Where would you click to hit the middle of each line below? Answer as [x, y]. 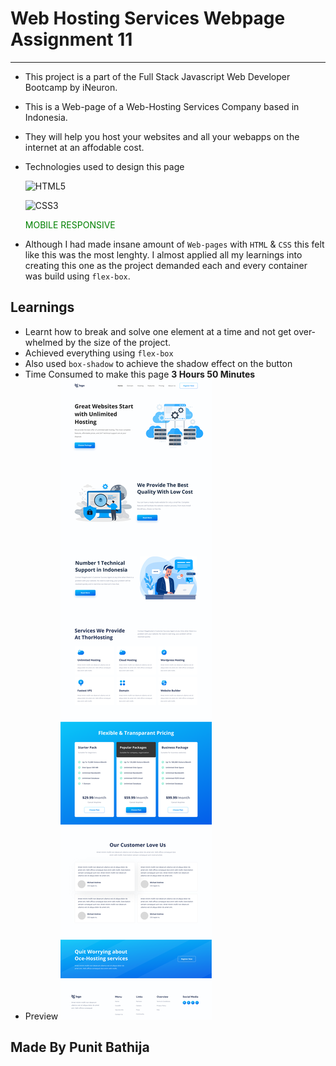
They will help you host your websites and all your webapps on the [162, 136]
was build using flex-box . [77, 276]
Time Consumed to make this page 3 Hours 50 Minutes [140, 374]
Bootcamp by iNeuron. [71, 87]
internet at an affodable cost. [84, 147]
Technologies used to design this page [104, 166]
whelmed [44, 342]
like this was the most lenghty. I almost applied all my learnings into [163, 254]
